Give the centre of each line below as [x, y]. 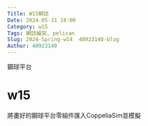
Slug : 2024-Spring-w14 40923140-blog [63, 40]
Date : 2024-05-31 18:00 [42, 20]
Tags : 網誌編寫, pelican [41, 33]
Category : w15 [28, 26]
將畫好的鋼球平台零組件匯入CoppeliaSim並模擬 [74, 115]
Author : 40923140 [32, 46]
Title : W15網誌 [28, 14]
